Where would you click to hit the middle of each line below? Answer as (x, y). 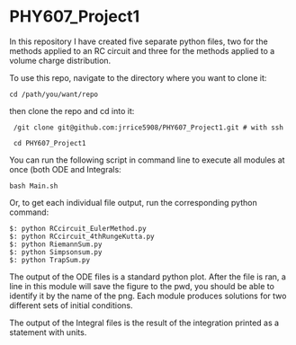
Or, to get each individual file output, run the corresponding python (134, 202)
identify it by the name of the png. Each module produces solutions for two (148, 296)
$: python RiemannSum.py (56, 244)
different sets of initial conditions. (71, 305)
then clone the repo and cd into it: (72, 111)
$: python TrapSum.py (50, 260)
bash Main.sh (34, 186)
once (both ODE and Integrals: (65, 169)
